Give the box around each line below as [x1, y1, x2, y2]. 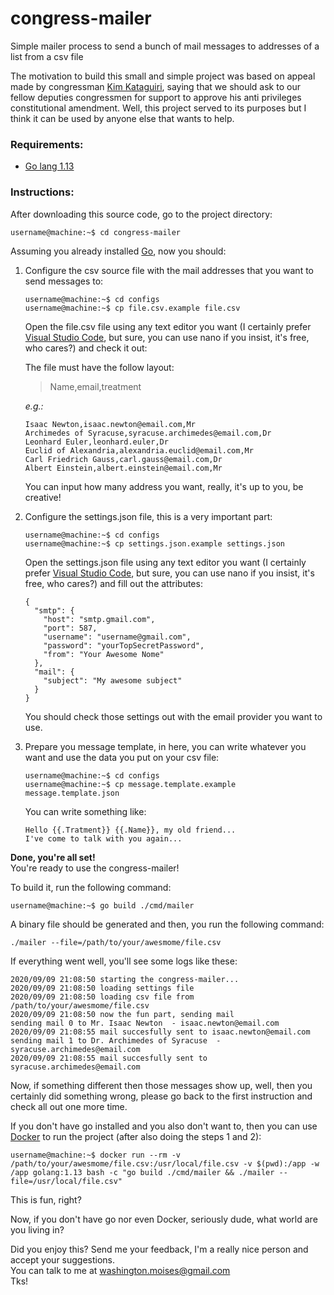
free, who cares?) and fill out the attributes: [24, 577, 203, 589]
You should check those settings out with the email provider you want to [24, 710, 323, 722]
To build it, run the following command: [10, 881, 172, 893]
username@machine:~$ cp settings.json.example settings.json [24, 538, 286, 549]
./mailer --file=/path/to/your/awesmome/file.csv [10, 937, 222, 947]
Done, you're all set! [10, 851, 96, 863]
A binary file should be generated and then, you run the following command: [10, 918, 325, 930]
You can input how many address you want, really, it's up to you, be [24, 480, 304, 492]
